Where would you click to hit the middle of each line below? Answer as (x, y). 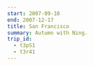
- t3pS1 (25, 45)
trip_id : (20, 39)
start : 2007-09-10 (34, 13)
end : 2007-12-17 (30, 20)
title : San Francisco (38, 26)
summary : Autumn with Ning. (48, 33)
